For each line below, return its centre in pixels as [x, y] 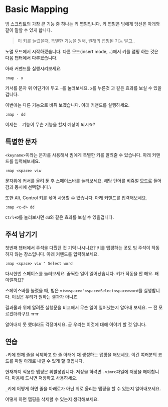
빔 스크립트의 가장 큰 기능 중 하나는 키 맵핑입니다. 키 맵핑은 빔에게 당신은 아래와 [83, 24]
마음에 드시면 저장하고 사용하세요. [45, 378]
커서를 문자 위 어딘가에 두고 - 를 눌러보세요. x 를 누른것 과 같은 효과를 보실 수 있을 [83, 88]
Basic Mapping [37, 9]
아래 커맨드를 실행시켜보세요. [33, 68]
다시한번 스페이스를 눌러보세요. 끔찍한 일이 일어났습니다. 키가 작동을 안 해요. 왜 [82, 273]
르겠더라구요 [18, 313]
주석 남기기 [21, 235]
